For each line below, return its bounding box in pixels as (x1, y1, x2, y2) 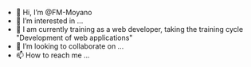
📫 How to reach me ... (15, 50, 90, 60)
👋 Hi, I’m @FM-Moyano (15, 8, 92, 17)
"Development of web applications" (15, 33, 133, 42)
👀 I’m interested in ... (15, 16, 84, 26)
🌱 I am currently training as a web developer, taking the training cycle (15, 25, 244, 33)
